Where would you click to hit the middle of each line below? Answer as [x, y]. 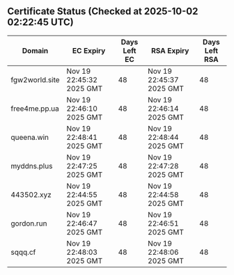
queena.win [30, 137]
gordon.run [29, 223]
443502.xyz [31, 194]
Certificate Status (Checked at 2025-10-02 [103, 11]
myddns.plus [32, 166]
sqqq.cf [23, 252]
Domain [35, 50]
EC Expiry [89, 50]
